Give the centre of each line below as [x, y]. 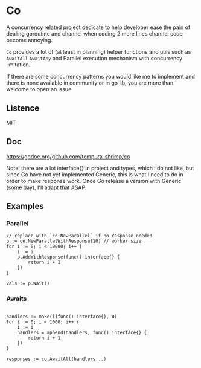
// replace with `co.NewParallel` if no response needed [79, 236]
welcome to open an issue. [40, 89]
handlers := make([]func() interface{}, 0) [62, 317]
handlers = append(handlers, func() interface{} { [82, 332]
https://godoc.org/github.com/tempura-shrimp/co [69, 156]
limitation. [18, 65]
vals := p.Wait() [28, 284]
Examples [25, 206]
